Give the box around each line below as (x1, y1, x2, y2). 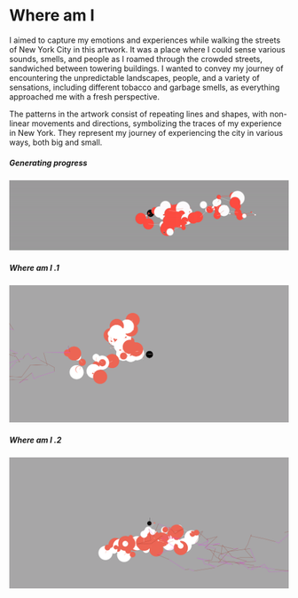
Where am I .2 (9, 435, 62, 445)
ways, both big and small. (9, 137, 103, 148)
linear (9, 117, 30, 129)
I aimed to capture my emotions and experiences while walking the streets (9, 35, 281, 45)
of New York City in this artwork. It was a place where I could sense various (9, 44, 286, 54)
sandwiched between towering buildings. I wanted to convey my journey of (9, 63, 284, 74)
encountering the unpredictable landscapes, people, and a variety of (9, 72, 260, 83)
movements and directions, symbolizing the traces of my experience (31, 117, 282, 129)
